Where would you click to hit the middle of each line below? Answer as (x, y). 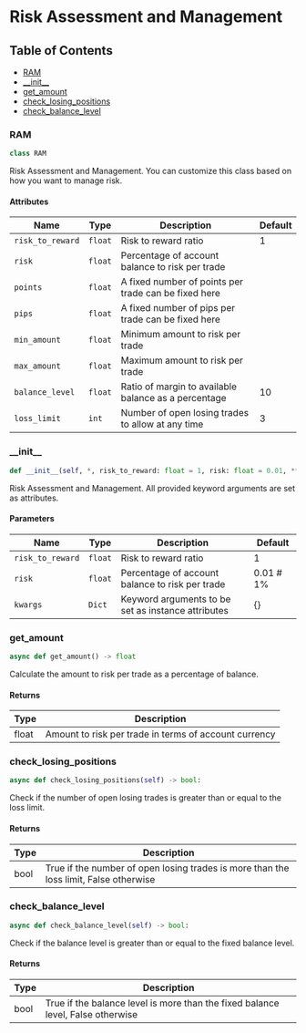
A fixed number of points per (182, 282)
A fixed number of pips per (178, 308)
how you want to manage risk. (66, 181)
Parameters (32, 519)
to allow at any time (162, 424)
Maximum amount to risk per (182, 360)
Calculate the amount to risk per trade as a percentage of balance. (134, 674)
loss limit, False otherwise (100, 879)
